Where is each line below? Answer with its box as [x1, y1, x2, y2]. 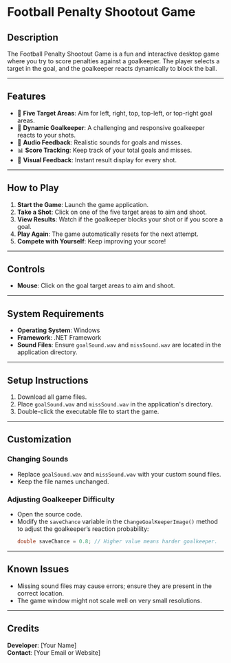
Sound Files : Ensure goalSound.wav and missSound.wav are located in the [16, 341, 221, 349]
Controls [7, 263, 45, 275]
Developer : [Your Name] [7, 641, 77, 649]
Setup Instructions [7, 374, 89, 386]
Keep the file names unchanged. [16, 477, 109, 486]
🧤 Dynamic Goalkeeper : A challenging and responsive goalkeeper [16, 123, 205, 131]
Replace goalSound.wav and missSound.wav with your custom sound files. [16, 470, 221, 478]
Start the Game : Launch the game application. [16, 200, 149, 208]
